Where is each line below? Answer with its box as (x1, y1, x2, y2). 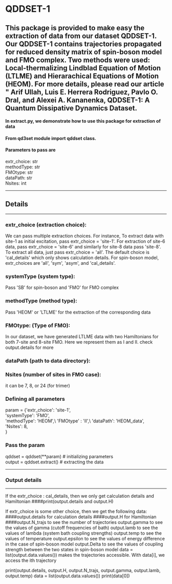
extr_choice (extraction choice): (5, 221, 87, 228)
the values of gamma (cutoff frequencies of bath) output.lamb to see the (5, 524, 158, 531)
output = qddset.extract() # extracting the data (5, 459, 104, 465)
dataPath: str (5, 174, 32, 181)
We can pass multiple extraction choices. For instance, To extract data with (5, 233, 164, 239)
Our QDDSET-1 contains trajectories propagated (5, 40, 162, 48)
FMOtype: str (5, 169, 33, 175)
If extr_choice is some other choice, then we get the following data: (5, 509, 147, 515)
